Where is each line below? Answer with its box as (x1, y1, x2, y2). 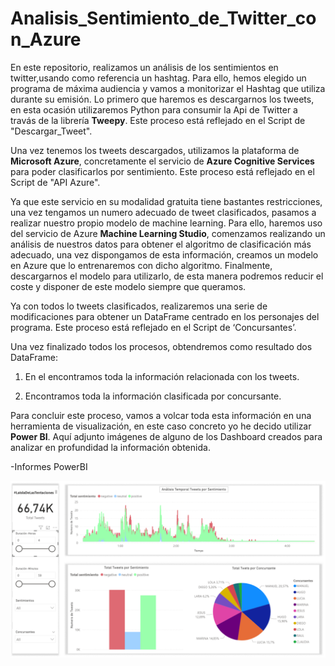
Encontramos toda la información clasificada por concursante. (24, 390, 282, 402)
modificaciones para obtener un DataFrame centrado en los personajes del (10, 310, 320, 322)
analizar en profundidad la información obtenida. (10, 441, 211, 453)
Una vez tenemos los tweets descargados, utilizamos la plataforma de (10, 144, 300, 156)
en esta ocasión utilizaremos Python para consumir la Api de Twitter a (10, 103, 298, 116)
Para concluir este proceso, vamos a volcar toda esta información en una (10, 409, 312, 421)
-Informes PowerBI (10, 460, 88, 472)
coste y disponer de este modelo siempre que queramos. (10, 280, 247, 292)
